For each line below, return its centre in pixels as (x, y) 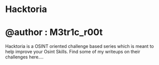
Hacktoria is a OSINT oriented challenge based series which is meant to (80, 46)
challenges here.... (24, 57)
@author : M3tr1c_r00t (54, 32)
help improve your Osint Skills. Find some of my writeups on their (73, 52)
